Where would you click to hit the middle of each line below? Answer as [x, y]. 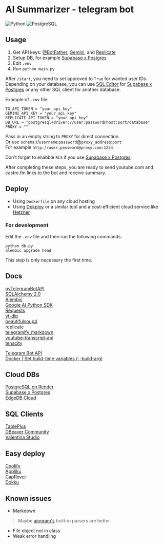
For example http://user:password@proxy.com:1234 [59, 147]
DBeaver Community [27, 432]
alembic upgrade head [28, 250]
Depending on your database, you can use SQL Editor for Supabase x [79, 84]
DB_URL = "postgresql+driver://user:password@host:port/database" [78, 122]
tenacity [14, 343]
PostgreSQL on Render [29, 387]
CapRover [16, 477]
